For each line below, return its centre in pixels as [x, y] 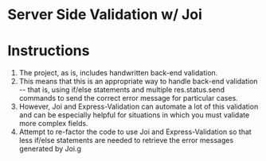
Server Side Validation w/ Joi [105, 15]
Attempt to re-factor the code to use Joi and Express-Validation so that [135, 132]
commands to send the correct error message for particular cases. [128, 98]
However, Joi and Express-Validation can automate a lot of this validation [139, 107]
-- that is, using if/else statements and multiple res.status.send [121, 90]
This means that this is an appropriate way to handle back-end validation [138, 82]
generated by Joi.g [50, 149]
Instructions [49, 51]
